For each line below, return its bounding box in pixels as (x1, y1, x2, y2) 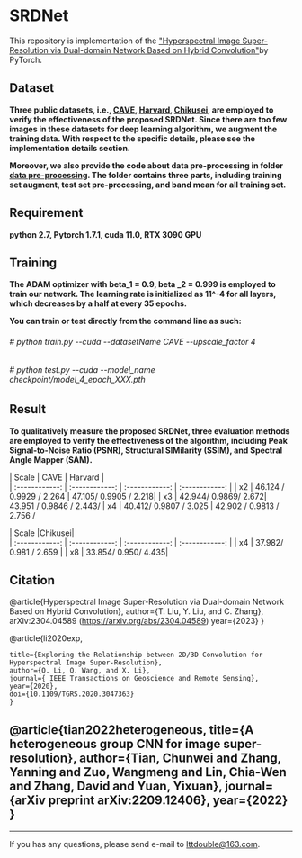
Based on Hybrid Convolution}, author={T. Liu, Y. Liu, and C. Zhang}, (9, 606, 264, 617)
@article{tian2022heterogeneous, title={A (9, 722, 254, 737)
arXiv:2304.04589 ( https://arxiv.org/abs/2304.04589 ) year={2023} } (9, 616, 265, 627)
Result (9, 402, 47, 417)
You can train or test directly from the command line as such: (9, 316, 242, 327)
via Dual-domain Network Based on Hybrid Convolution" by (49, 44, 269, 55)
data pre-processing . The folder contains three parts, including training (9, 169, 282, 180)
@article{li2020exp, (9, 633, 83, 644)
